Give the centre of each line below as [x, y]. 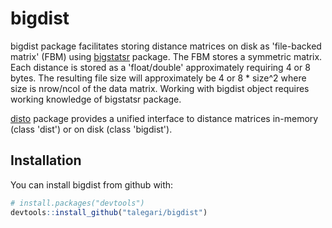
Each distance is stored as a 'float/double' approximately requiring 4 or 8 [160, 67]
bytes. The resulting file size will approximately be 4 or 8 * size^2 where [158, 78]
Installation [46, 160]
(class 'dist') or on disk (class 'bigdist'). [91, 129]
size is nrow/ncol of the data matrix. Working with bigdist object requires [160, 88]
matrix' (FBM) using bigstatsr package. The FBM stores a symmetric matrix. [166, 56]
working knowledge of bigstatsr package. [96, 99]
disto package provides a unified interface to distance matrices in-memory [164, 118]
